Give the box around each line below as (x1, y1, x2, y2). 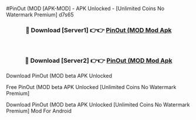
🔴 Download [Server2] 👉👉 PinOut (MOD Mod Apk (25, 57, 173, 65)
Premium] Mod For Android (6, 107, 72, 114)
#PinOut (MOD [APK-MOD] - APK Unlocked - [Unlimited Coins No (6, 5, 165, 12)
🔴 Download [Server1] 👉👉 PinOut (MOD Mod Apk (25, 26, 172, 34)
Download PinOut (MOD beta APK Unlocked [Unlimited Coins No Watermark (6, 101, 190, 108)
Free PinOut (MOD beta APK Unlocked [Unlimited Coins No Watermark (6, 83, 177, 90)
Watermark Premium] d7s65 (6, 11, 74, 18)
